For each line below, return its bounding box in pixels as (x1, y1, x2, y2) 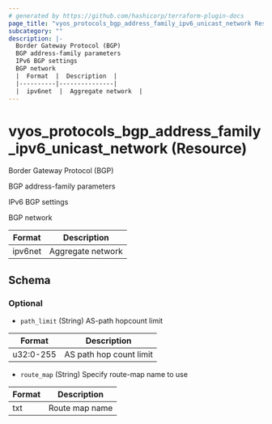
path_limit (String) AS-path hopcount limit (19, 316, 164, 325)
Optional (8, 297, 43, 308)
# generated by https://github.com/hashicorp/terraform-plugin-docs (8, 11, 244, 20)
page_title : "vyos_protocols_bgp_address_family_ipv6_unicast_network (8, 19, 252, 28)
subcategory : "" (8, 27, 63, 35)
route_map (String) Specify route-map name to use (19, 370, 189, 379)
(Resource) (171, 139, 248, 158)
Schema (8, 273, 51, 287)
